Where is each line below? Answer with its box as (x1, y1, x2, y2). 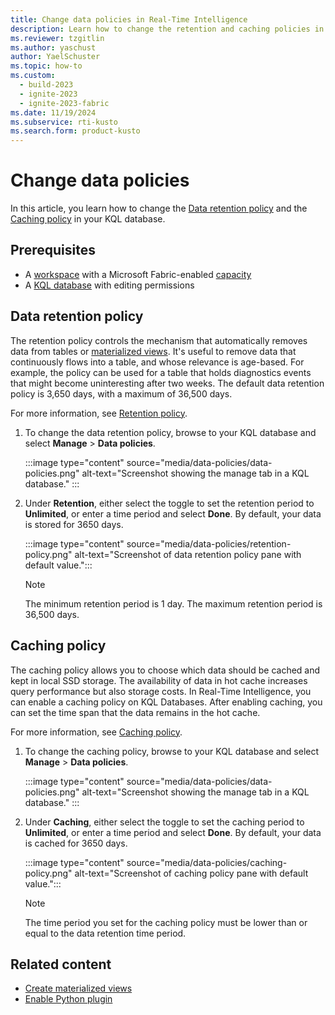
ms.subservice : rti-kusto (10, 117, 118, 127)
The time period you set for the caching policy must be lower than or (24, 916, 308, 928)
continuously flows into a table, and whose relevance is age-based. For (10, 356, 305, 368)
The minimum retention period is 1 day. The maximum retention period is (24, 597, 323, 610)
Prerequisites (10, 242, 96, 259)
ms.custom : (10, 71, 56, 81)
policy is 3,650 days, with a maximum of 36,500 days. (10, 387, 233, 400)
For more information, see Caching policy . (10, 726, 183, 738)
